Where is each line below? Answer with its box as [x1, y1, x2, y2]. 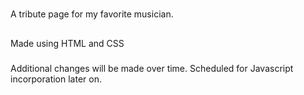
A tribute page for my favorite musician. [10, 8, 174, 20]
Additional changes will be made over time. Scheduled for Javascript [10, 62, 294, 74]
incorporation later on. [10, 73, 102, 85]
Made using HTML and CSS [10, 37, 125, 49]
